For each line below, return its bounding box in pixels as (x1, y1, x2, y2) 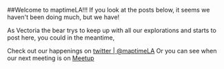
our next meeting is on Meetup (7, 54, 94, 62)
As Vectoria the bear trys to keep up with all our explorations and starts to (7, 27, 217, 34)
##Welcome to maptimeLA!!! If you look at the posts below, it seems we (7, 6, 210, 14)
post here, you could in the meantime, (7, 33, 115, 42)
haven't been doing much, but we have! (7, 13, 120, 21)
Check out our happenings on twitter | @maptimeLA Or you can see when (7, 47, 217, 55)
